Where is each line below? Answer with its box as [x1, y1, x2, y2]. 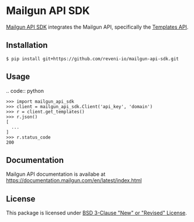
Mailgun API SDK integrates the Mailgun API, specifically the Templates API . [6, 23, 189, 30]
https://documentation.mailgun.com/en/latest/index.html [6, 177, 142, 184]
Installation [6, 40, 48, 50]
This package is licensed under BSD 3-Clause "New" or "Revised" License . [6, 209, 187, 217]
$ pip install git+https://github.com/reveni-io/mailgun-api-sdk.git [6, 56, 179, 62]
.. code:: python [6, 87, 44, 94]
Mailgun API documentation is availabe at [6, 171, 106, 178]
